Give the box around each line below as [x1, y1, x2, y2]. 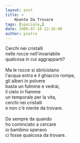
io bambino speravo [5, 127, 47, 133]
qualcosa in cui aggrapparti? [5, 56, 65, 62]
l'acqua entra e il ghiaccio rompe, [5, 73, 75, 78]
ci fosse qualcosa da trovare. [5, 132, 66, 138]
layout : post [5, 7, 33, 13]
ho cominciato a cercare [5, 121, 57, 127]
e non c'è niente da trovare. [5, 105, 63, 111]
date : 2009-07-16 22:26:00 [5, 27, 63, 32]
